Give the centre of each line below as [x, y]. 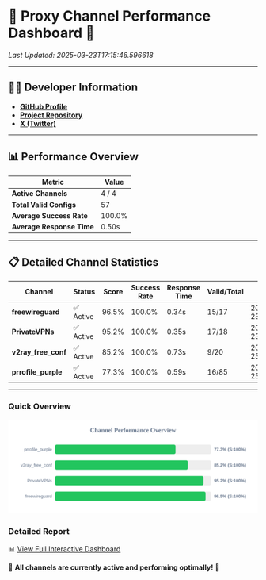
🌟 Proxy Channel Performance [110, 16]
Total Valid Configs [44, 205]
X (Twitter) [38, 123]
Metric [53, 182]
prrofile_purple [37, 371]
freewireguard [36, 312]
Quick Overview [40, 406]
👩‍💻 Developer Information [73, 88]
